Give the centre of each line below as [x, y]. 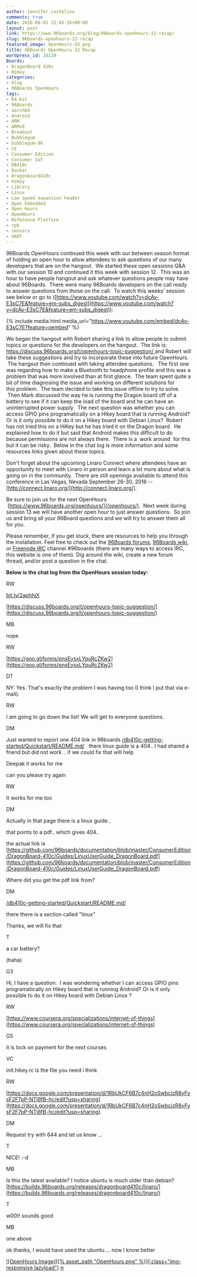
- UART [14, 236]
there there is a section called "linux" [51, 914]
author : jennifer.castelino [41, 11]
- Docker [17, 171]
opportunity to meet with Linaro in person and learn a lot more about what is [98, 469]
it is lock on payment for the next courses [56, 1047]
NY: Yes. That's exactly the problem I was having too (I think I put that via [95, 687]
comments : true [25, 17]
